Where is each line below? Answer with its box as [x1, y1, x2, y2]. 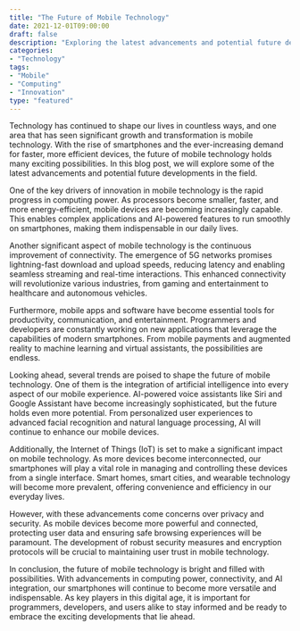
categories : [9, 46, 54, 55]
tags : [9, 63, 29, 72]
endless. [9, 353, 41, 363]
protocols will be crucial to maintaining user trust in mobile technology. [9, 546, 270, 558]
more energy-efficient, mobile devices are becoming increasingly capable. [9, 204, 283, 215]
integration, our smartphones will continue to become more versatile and [9, 583, 277, 594]
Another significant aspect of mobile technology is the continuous [9, 240, 252, 251]
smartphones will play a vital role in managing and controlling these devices [9, 463, 288, 474]
